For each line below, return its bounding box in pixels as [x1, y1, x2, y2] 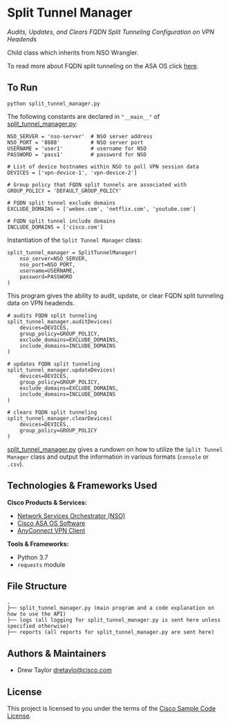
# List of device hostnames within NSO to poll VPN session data [7, 163, 199, 170]
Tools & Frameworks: [7, 539, 69, 548]
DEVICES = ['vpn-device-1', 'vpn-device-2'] [7, 169, 137, 176]
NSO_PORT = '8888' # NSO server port [7, 139, 144, 146]
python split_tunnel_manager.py [7, 100, 100, 107]
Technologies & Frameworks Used [7, 480, 157, 492]
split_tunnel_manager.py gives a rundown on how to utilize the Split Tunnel [7, 445, 223, 453]
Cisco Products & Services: [7, 498, 88, 506]
